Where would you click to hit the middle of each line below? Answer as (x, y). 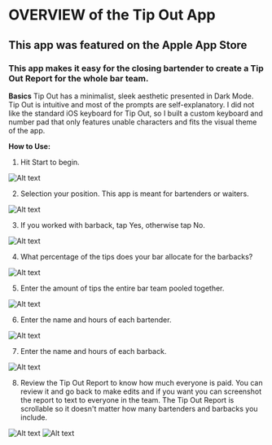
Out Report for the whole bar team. (79, 78)
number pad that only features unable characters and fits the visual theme (133, 122)
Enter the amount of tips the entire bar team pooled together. (122, 288)
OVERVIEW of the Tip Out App (112, 15)
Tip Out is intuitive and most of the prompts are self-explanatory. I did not (132, 104)
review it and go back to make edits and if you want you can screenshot (141, 391)
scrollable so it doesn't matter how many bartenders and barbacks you (139, 408)
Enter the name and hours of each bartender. (96, 320)
